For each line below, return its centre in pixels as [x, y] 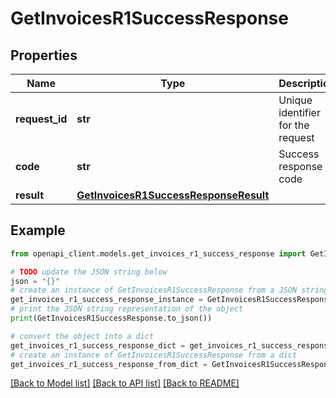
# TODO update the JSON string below [89, 272]
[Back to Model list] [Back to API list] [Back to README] [125, 383]
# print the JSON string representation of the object [127, 309]
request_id [41, 119]
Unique [295, 100]
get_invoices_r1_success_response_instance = [106, 300]
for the [294, 125]
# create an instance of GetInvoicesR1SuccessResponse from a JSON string [169, 290]
